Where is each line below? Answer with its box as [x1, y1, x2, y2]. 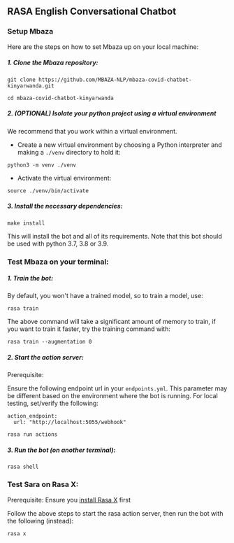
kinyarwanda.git [7, 82, 54, 90]
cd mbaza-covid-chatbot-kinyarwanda [7, 94, 114, 101]
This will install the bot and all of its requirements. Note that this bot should [7, 232, 222, 240]
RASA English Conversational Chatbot [7, 6, 177, 17]
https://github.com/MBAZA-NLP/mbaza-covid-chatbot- [38, 76, 192, 83]
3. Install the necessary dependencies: [7, 202, 124, 211]
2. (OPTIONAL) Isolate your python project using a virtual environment [7, 109, 217, 118]
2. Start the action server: [7, 353, 84, 362]
